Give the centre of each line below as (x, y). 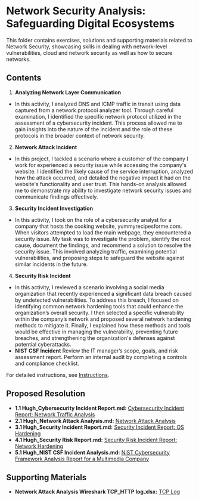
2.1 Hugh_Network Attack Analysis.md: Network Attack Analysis (95, 420)
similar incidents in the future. (51, 264)
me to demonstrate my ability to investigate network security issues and (103, 190)
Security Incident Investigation (54, 208)
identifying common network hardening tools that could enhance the (99, 306)
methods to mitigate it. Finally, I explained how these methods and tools (102, 325)
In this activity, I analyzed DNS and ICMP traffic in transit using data (97, 104)
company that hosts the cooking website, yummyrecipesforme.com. (98, 226)
